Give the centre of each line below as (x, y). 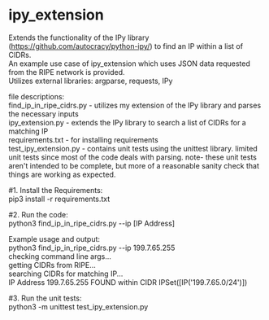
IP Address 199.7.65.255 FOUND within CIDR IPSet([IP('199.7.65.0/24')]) (128, 282)
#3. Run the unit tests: (45, 298)
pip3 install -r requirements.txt (59, 199)
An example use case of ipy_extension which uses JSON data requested (129, 64)
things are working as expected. (62, 174)
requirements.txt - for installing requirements (83, 139)
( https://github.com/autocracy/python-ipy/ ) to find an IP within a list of (126, 46)
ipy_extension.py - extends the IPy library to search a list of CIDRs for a (127, 122)
